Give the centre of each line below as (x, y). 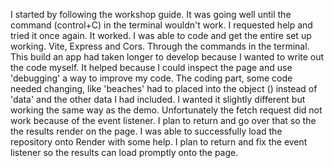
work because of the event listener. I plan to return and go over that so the (163, 120)
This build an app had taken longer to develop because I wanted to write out (167, 57)
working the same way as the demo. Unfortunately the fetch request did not (166, 110)
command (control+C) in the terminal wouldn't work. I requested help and (161, 25)
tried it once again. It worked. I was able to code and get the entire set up (161, 35)
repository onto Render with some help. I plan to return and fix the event (159, 142)
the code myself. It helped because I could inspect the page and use (151, 67)
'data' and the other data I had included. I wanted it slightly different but (158, 99)
